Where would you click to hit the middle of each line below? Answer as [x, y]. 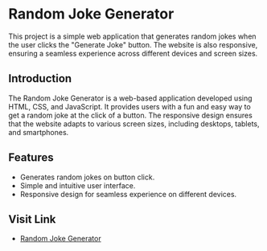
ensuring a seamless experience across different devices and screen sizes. [133, 53]
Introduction [40, 78]
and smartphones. [39, 132]
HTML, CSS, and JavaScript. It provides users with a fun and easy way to [129, 106]
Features [31, 158]
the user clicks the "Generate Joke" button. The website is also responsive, [133, 44]
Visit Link [32, 219]
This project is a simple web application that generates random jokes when [132, 36]
